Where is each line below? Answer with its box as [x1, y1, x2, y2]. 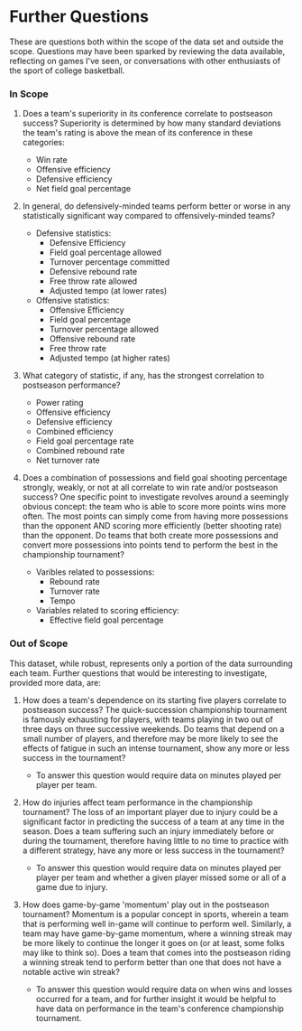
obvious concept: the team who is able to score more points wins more [22, 501, 287, 512]
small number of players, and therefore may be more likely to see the [22, 733, 279, 744]
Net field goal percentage [35, 183, 132, 194]
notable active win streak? [22, 966, 120, 977]
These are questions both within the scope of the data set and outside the [9, 36, 284, 47]
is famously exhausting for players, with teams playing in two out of [22, 714, 273, 725]
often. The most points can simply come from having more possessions [22, 511, 288, 521]
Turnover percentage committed [49, 257, 169, 267]
